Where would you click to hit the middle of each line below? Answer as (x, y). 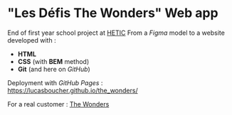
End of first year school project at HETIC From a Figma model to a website (116, 33)
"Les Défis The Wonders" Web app (113, 13)
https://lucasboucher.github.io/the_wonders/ (73, 90)
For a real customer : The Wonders (58, 104)
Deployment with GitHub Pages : (55, 82)
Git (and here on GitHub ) (54, 69)
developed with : (32, 40)
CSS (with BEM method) (53, 61)
